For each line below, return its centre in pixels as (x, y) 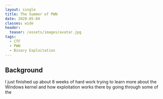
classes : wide (19, 23)
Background (24, 70)
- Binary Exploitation (32, 50)
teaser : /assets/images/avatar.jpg (45, 32)
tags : (10, 37)
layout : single (20, 10)
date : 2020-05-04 (23, 19)
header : (13, 28)
